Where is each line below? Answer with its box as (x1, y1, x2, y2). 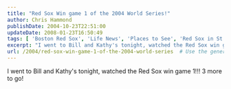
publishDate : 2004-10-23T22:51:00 (7, 23, 107, 29)
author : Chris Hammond (7, 16, 72, 23)
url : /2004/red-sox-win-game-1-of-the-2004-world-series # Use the (7, 49, 208, 55)
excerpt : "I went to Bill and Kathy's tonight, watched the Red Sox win (7, 42, 220, 49)
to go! (7, 74, 24, 82)
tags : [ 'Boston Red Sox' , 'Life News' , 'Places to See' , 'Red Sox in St (7, 36, 223, 42)
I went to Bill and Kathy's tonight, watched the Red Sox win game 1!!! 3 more (7, 66, 222, 75)
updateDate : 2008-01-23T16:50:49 (7, 29, 103, 36)
